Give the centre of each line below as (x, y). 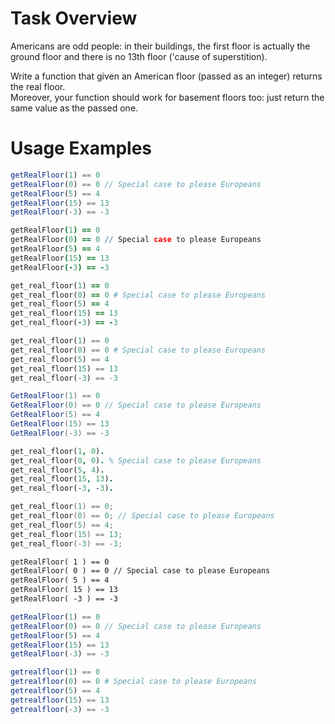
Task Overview (74, 18)
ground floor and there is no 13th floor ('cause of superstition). (139, 56)
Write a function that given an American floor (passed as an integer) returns (166, 76)
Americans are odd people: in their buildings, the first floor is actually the (160, 46)
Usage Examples (81, 148)
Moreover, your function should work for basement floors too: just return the (167, 97)
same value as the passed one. (74, 108)
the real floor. (38, 86)
